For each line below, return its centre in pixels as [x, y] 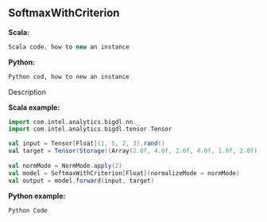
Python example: [37, 196]
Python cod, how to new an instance [69, 76]
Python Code [28, 210]
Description [27, 92]
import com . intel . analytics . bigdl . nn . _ [74, 122]
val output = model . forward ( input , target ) [81, 181]
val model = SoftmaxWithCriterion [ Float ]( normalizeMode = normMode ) [124, 173]
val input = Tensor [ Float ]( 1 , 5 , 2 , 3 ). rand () [87, 144]
